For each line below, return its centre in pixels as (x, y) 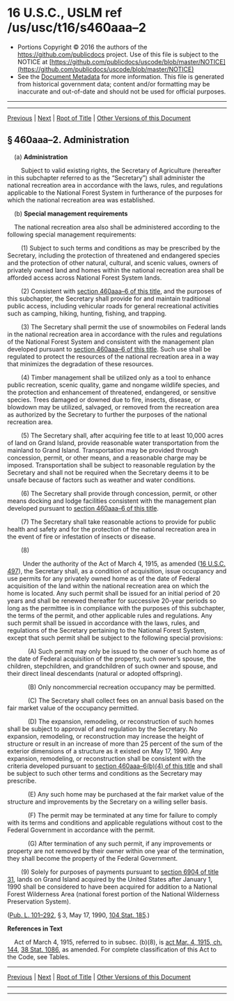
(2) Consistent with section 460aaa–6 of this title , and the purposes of (121, 291)
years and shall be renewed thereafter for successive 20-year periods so (112, 601)
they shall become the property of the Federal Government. (93, 858)
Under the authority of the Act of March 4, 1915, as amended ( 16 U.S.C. (124, 564)
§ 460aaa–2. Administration (69, 140)
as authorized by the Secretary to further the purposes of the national (107, 414)
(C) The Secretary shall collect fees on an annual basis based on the (126, 700)
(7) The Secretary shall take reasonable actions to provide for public (118, 522)
